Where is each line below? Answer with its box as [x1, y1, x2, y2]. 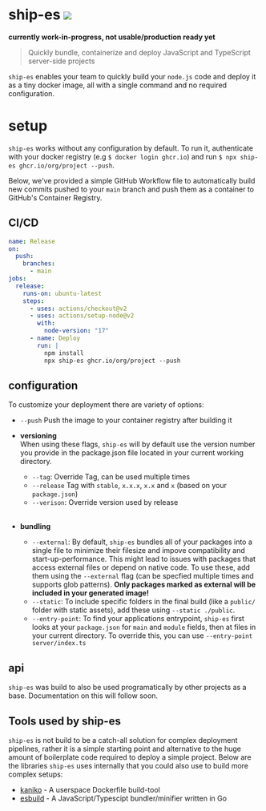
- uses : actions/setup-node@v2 [29, 312, 135, 320]
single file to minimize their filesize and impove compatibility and [31, 546, 246, 555]
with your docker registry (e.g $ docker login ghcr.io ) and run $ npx [8, 151, 237, 161]
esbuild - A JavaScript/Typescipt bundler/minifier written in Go [19, 793, 227, 803]
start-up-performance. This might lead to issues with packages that [31, 555, 256, 564]
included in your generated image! [31, 588, 150, 598]
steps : [22, 297, 45, 305]
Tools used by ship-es [8, 714, 122, 728]
